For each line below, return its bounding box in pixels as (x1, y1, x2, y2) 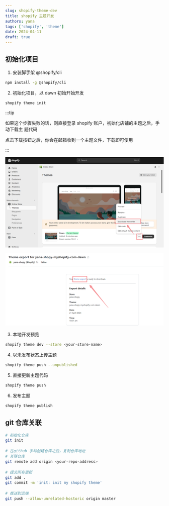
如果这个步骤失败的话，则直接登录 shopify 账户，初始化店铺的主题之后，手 (5, 120, 160, 126)
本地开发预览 (12, 332, 39, 338)
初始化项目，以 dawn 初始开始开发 (12, 89, 84, 95)
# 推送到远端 (5, 491, 29, 496)
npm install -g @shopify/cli (5, 80, 66, 85)
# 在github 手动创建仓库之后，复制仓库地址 (5, 449, 86, 454)
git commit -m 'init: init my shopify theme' (5, 480, 102, 485)
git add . (5, 475, 26, 480)
